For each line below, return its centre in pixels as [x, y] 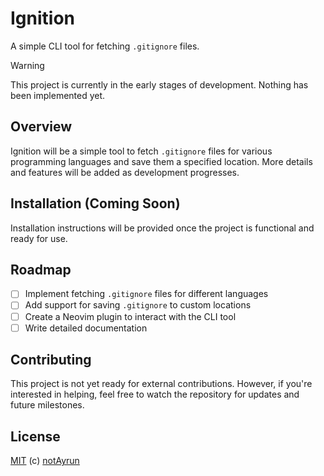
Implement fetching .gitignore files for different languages [146, 294]
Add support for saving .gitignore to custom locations [138, 305]
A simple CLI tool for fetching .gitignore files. [105, 46]
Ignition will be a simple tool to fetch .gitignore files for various [141, 151]
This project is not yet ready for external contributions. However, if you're [161, 384]
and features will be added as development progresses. [125, 172]
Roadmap [41, 269]
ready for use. [39, 238]
